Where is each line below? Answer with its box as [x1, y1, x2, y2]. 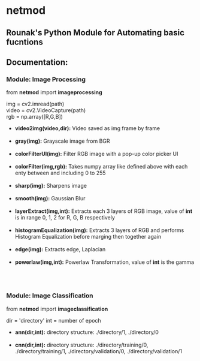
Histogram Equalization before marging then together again [14, 233, 162, 240]
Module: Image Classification [6, 291, 94, 300]
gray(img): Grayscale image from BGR [14, 137, 110, 145]
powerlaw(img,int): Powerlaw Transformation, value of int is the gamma [14, 258, 195, 266]
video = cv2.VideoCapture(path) [6, 107, 86, 114]
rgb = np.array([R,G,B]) [6, 113, 63, 121]
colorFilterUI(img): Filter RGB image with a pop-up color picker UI [14, 151, 178, 158]
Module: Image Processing [6, 75, 86, 83]
